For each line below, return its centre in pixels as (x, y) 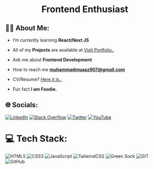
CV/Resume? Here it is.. (37, 79)
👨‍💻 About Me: (27, 28)
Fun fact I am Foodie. (35, 89)
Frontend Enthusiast (85, 9)
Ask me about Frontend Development (52, 60)
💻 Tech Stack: (36, 139)
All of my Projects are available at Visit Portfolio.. (63, 50)
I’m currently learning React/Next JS (51, 40)
